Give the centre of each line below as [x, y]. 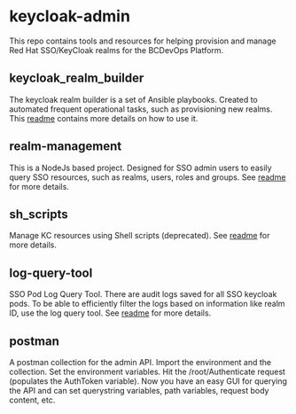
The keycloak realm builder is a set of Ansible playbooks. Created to [134, 99]
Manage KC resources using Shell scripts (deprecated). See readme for [140, 236]
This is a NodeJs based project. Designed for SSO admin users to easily [140, 168]
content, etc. [32, 400]
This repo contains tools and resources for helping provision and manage [143, 41]
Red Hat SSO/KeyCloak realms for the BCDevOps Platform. [117, 50]
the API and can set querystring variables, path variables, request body [139, 391]
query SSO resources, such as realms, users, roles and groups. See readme [148, 177]
